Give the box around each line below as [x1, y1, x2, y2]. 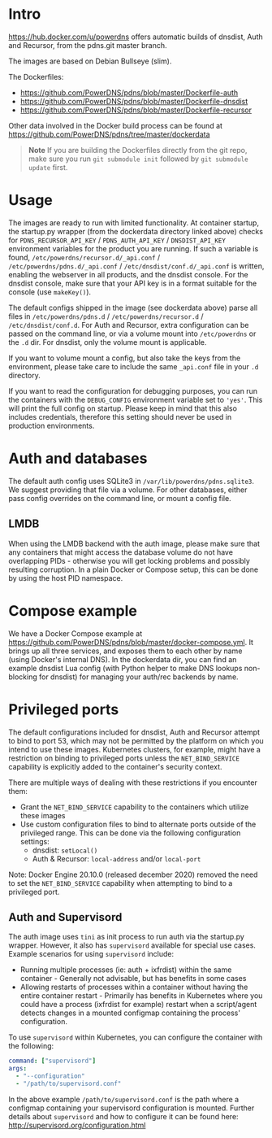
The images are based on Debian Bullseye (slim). [8, 56, 172, 66]
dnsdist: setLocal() [32, 845, 98, 855]
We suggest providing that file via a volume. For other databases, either [8, 485, 248, 495]
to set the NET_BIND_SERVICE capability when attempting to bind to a [8, 878, 233, 887]
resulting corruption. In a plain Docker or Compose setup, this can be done [8, 565, 259, 574]
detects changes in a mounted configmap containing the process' [19, 1008, 241, 1018]
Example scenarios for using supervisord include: [8, 949, 175, 959]
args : [8, 1065, 27, 1073]
